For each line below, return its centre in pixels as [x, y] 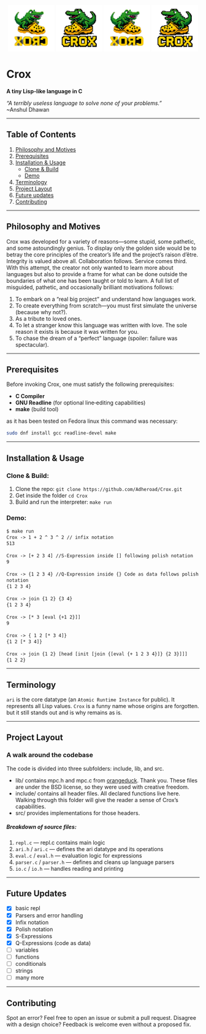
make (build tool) [37, 409]
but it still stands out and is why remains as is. [64, 712]
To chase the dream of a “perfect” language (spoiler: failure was [96, 338]
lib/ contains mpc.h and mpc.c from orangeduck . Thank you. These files [106, 780]
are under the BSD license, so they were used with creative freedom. [102, 787]
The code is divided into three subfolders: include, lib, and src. [85, 768]
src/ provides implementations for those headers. [78, 813]
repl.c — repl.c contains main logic [60, 843]
